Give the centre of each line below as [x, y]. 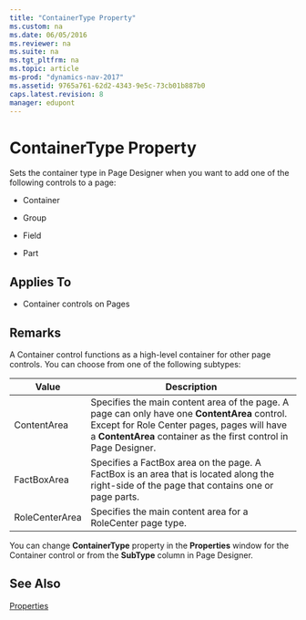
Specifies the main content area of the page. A [190, 402]
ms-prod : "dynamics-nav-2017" [67, 77]
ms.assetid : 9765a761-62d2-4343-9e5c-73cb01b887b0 [107, 86]
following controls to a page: [63, 182]
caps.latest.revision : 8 [56, 94]
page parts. [115, 496]
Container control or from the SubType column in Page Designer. [131, 555]
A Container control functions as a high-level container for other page [140, 354]
